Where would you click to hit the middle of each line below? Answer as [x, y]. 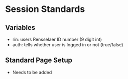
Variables [20, 28]
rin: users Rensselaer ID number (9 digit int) [57, 39]
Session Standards [45, 9]
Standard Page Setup [39, 60]
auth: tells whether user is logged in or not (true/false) [68, 45]
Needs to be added [32, 72]
